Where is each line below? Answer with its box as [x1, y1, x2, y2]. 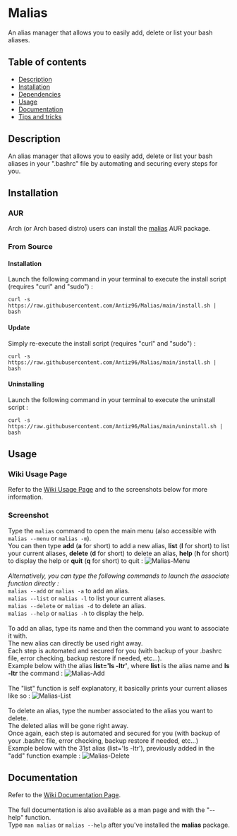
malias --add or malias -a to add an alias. [8, 586, 130, 595]
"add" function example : [8, 751, 81, 760]
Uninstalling [8, 380, 44, 389]
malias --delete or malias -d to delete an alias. [8, 601, 147, 610]
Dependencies [18, 90, 61, 98]
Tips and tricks [18, 112, 62, 121]
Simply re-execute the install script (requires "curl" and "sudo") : [8, 339, 196, 347]
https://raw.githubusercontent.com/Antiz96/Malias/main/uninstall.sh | [8, 423, 223, 430]
